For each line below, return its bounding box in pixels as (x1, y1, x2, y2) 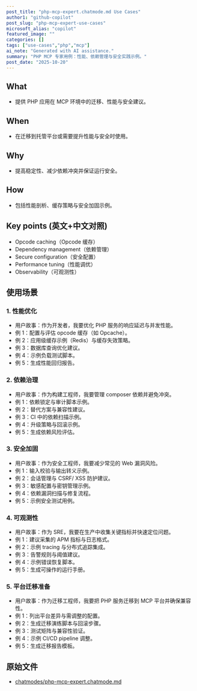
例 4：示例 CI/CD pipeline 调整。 (14, 635, 96, 642)
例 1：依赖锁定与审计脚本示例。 (14, 398, 93, 405)
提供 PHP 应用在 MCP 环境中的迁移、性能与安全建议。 (14, 98, 149, 105)
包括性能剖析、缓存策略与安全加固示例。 (14, 201, 115, 209)
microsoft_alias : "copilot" (6, 25, 77, 32)
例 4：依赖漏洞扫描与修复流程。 (14, 490, 94, 497)
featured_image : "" (6, 31, 55, 37)
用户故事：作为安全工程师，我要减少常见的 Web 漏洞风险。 (14, 459, 161, 467)
